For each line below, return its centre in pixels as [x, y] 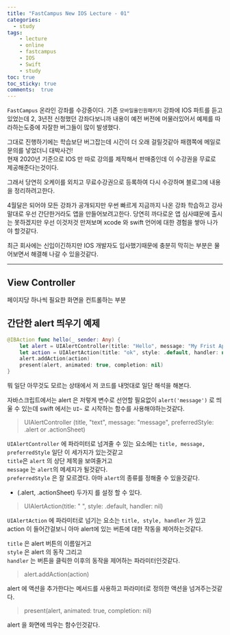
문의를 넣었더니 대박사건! [40, 151]
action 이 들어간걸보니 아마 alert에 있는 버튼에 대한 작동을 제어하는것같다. [105, 529]
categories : [24, 20]
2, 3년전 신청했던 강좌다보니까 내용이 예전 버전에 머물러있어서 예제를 [122, 119]
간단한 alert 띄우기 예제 [54, 324]
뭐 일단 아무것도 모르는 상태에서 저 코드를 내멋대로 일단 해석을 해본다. [99, 385]
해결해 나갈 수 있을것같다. [64, 254]
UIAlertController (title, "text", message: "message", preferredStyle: [119, 422]
